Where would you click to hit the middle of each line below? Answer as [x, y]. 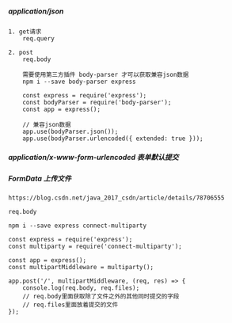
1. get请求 [25, 32]
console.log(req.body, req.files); [81, 288]
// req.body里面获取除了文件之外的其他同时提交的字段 [101, 297]
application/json [36, 11]
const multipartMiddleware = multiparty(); [81, 268]
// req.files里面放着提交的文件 [70, 305]
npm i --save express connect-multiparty [78, 226]
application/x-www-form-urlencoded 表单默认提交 [94, 157]
